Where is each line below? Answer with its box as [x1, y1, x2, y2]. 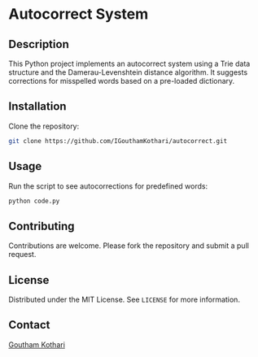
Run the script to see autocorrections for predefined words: [8, 181, 208, 191]
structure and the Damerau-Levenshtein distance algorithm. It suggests [8, 67, 248, 77]
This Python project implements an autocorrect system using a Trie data [8, 59, 251, 68]
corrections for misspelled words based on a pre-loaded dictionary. [8, 76, 235, 85]
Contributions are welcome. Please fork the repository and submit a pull [8, 241, 250, 250]
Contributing [8, 219, 75, 233]
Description [8, 37, 69, 51]
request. [8, 250, 37, 259]
